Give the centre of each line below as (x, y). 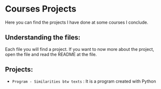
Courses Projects (41, 9)
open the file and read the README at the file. (51, 54)
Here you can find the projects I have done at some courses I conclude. (77, 22)
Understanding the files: (43, 37)
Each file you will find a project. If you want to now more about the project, (80, 49)
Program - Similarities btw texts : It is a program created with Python (84, 81)
